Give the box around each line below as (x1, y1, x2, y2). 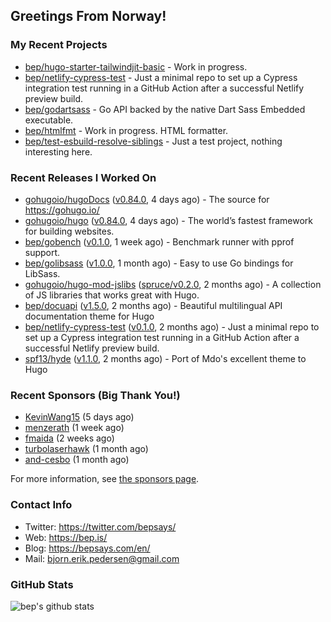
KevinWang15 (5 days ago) (24, 411, 135, 423)
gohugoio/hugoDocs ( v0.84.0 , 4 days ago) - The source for (24, 193, 270, 205)
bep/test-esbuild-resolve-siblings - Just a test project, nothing (24, 135, 283, 147)
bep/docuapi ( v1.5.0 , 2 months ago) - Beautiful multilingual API (24, 299, 283, 311)
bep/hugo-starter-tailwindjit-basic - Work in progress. (24, 60, 248, 73)
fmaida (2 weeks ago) (24, 432, 115, 444)
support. (24, 246, 61, 258)
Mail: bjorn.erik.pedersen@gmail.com (24, 552, 180, 564)
